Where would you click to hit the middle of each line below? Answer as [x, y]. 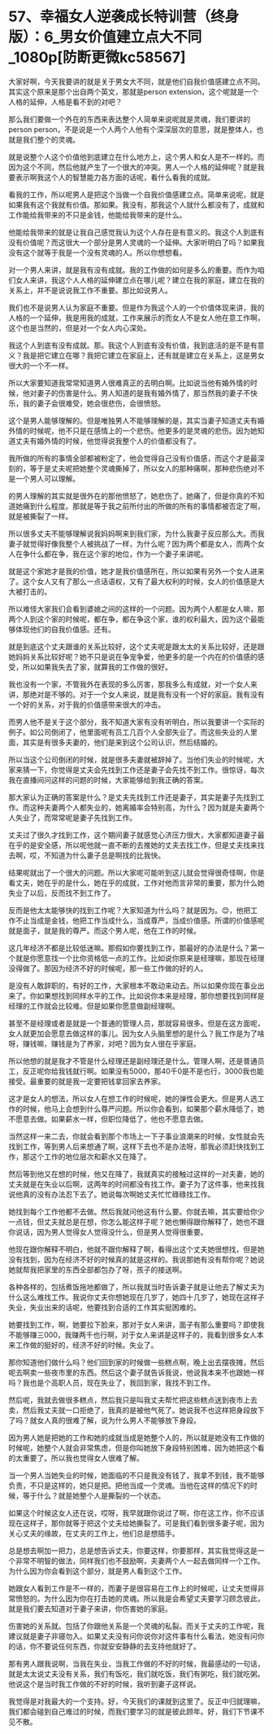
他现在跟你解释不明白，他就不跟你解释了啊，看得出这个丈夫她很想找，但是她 [136, 1249]
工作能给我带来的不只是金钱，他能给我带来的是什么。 [97, 215]
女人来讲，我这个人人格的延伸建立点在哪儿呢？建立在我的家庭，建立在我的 [140, 280]
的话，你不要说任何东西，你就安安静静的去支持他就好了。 [104, 1646]
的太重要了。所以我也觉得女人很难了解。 [76, 1458]
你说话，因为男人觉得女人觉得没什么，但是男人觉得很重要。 [108, 1231]
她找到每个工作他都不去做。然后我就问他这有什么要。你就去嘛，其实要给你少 [136, 1211]
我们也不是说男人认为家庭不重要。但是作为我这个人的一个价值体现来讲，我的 [136, 307]
